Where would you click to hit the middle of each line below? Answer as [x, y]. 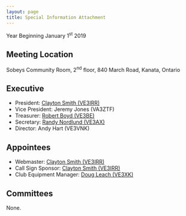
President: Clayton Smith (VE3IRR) [57, 103]
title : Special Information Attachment [56, 17]
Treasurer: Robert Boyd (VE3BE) [55, 116]
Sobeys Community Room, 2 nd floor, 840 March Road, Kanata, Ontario [93, 69]
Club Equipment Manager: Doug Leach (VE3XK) [74, 175]
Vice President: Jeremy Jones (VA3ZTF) [65, 109]
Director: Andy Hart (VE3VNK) [52, 128]
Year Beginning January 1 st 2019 [46, 35]
